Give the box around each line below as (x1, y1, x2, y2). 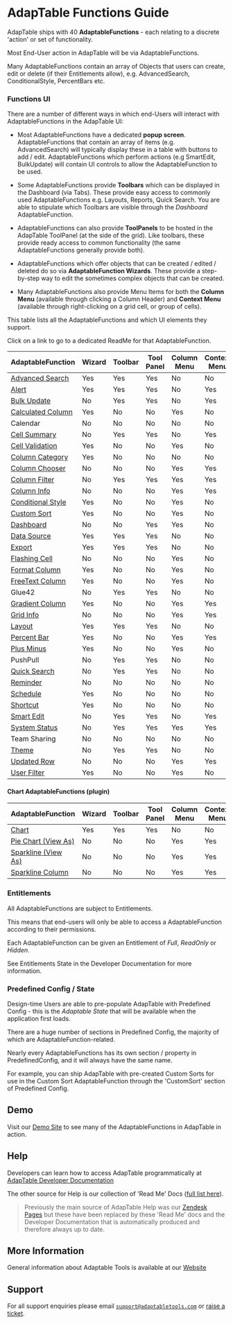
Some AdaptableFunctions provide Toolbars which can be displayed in (17, 181, 220, 189)
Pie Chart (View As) (10, 836, 75, 846)
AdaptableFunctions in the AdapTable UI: (7, 117, 123, 126)
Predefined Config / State (7, 983, 95, 993)
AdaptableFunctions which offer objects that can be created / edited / (17, 259, 216, 268)
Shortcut (10, 700, 40, 710)
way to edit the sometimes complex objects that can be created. (41, 274, 225, 282)
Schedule (10, 689, 42, 698)
